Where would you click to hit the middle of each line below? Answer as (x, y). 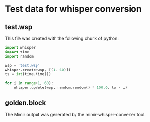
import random (19, 56)
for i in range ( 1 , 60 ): (29, 83)
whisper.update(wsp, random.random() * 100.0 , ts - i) (71, 88)
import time (17, 52)
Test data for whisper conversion (74, 9)
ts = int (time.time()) (28, 74)
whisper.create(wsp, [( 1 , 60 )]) (38, 70)
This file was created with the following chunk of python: (62, 38)
